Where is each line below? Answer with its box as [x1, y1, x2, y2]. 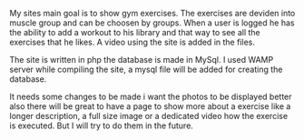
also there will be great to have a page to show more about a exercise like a [9, 101, 291, 112]
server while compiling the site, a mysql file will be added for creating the [9, 64, 283, 75]
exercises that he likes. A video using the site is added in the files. [9, 36, 256, 47]
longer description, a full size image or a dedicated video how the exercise [9, 111, 289, 121]
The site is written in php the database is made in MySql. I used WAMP [9, 55, 274, 65]
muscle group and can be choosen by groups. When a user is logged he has [9, 17, 295, 28]
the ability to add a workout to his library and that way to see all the [9, 27, 260, 37]
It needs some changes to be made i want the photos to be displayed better [9, 91, 292, 102]
